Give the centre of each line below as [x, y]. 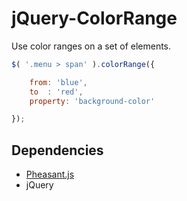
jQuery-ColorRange [94, 18]
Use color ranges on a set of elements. [91, 46]
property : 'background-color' [92, 101]
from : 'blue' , [58, 82]
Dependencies [57, 150]
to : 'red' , [56, 92]
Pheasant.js [50, 174]
